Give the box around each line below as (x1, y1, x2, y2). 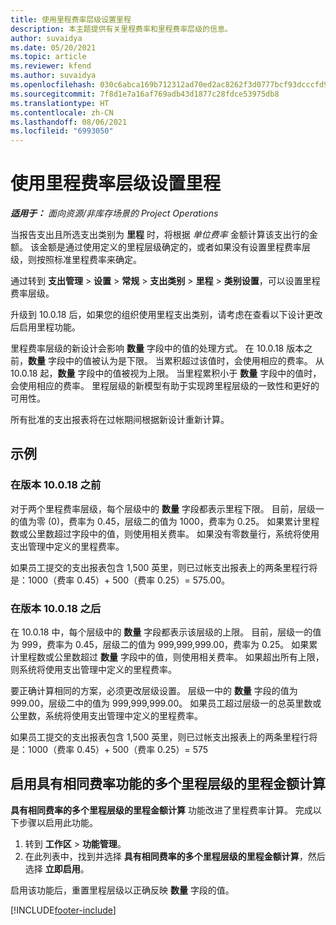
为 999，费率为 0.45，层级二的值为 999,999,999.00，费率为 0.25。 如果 (10, 639, 310, 651)
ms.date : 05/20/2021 (10, 42, 97, 53)
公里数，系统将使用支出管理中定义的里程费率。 (10, 710, 203, 722)
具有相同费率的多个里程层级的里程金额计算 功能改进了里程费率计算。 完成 (10, 804, 313, 816)
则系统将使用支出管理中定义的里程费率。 (10, 664, 177, 676)
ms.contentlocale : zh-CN (10, 107, 114, 118)
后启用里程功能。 (10, 321, 81, 333)
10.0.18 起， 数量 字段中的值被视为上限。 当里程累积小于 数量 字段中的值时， (10, 367, 322, 380)
